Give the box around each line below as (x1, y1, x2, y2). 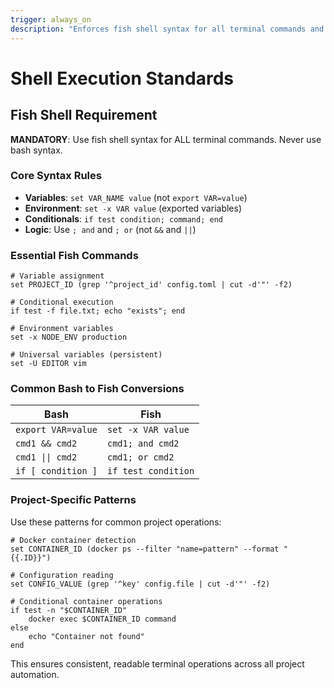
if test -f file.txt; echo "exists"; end (10, 306, 186, 316)
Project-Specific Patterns (10, 493, 137, 507)
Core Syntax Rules (10, 169, 102, 183)
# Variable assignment (10, 271, 105, 281)
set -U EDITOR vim (10, 359, 87, 369)
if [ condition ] (15, 466, 98, 477)
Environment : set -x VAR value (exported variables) (24, 202, 243, 214)
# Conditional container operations (10, 596, 163, 606)
